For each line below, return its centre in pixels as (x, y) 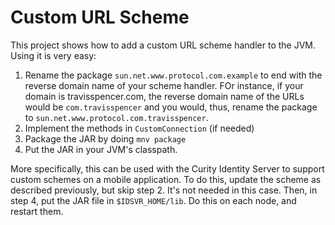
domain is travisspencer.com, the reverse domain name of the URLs (164, 96)
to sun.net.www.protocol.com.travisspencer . (116, 117)
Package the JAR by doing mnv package (105, 138)
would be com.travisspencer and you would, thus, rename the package (171, 107)
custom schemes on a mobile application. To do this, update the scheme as (166, 179)
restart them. (37, 211)
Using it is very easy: (53, 55)
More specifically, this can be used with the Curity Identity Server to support (167, 168)
